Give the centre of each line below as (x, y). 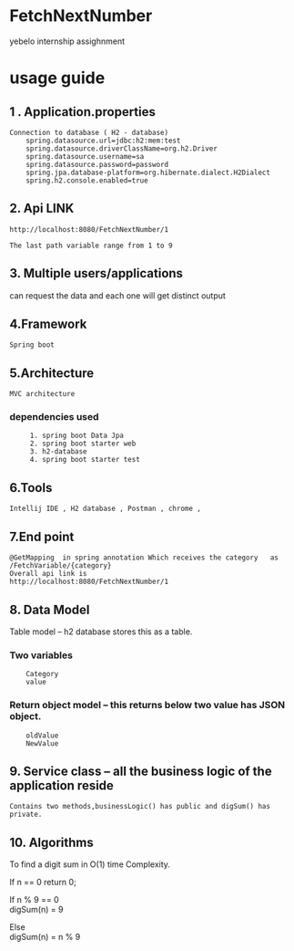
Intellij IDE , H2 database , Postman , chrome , (106, 509)
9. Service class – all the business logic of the (141, 771)
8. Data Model (50, 609)
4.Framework (48, 324)
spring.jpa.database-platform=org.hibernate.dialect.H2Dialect (148, 172)
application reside (61, 785)
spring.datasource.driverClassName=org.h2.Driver (122, 148)
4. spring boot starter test (85, 460)
